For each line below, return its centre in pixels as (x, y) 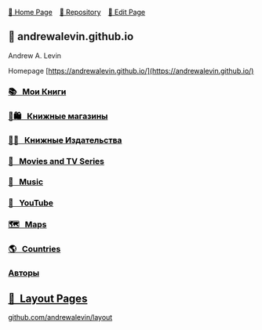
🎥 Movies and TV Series (56, 161)
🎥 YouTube (31, 203)
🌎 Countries (35, 249)
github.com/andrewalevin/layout (60, 317)
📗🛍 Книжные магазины (58, 116)
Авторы (24, 273)
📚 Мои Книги (37, 92)
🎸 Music (26, 182)
